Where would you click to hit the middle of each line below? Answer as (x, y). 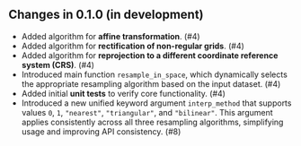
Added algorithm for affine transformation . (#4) (111, 36)
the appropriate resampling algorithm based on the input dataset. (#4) (151, 83)
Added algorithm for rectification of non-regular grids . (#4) (133, 46)
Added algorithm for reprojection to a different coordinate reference (150, 55)
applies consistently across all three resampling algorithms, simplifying (152, 122)
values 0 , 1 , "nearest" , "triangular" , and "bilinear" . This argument (147, 112)
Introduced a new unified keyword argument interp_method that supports (156, 103)
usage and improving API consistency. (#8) (101, 131)
